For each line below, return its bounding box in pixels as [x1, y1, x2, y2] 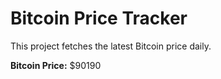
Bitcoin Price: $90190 [10, 59, 102, 71]
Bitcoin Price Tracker [10, 7, 188, 30]
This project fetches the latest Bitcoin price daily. [10, 40, 212, 52]
